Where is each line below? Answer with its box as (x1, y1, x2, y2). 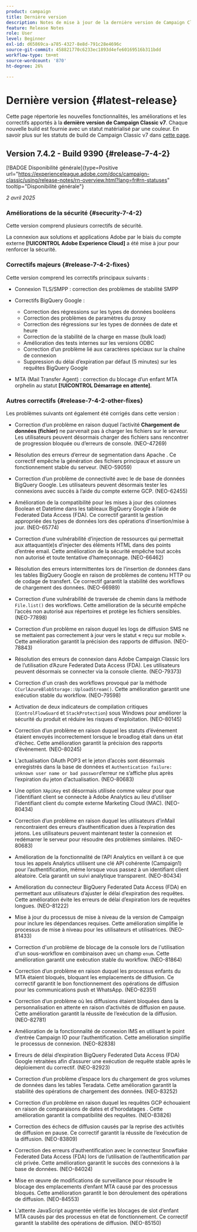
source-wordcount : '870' (6, 57, 67, 63)
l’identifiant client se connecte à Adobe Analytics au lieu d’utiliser (14, 793, 172, 801)
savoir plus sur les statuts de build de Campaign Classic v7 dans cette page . (6, 131, 191, 138)
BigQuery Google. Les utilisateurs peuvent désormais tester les (14, 482, 168, 489)
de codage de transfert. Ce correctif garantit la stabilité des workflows (14, 578, 185, 585)
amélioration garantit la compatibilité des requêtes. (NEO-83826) (14, 1112, 172, 1119)
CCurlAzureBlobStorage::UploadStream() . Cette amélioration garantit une (14, 686, 190, 693)
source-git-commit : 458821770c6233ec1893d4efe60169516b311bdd (6, 47, 161, 53)
